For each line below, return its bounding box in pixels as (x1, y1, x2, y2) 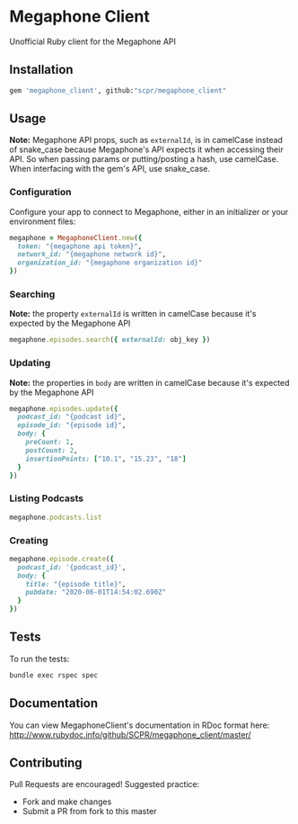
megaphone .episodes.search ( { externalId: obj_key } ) (9, 336, 211, 345)
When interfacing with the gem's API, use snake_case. (9, 164, 211, 175)
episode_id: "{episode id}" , (17, 421, 127, 430)
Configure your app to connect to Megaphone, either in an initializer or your (9, 206, 289, 217)
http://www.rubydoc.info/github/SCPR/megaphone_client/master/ (9, 729, 251, 739)
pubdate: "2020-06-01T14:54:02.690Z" (25, 587, 167, 597)
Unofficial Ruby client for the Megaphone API (9, 36, 177, 47)
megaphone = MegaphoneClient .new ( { (9, 233, 143, 242)
